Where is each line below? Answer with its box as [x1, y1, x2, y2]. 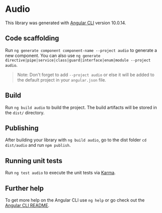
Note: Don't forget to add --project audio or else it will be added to [17, 72, 155, 78]
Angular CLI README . [5, 203, 50, 208]
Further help [5, 184, 44, 192]
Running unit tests [5, 157, 63, 165]
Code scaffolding [5, 34, 59, 43]
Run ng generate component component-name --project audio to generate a [5, 47, 158, 53]
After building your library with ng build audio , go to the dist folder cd [5, 137, 147, 143]
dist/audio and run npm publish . [5, 142, 71, 148]
